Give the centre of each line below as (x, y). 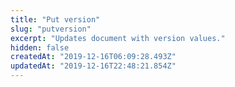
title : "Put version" (55, 19)
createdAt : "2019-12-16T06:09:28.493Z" (93, 57)
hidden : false (40, 47)
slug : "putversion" (51, 29)
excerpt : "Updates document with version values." (118, 38)
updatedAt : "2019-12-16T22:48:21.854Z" (93, 66)
